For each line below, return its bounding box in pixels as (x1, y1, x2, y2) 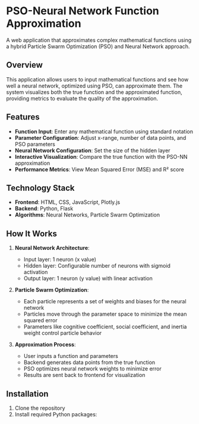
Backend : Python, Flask (14, 205, 74, 212)
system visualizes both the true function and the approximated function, (6, 88, 182, 96)
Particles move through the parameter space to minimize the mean (23, 310, 187, 318)
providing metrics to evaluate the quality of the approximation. (6, 95, 159, 102)
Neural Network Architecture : (14, 244, 90, 252)
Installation (6, 388, 49, 399)
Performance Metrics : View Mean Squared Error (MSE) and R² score (14, 165, 184, 173)
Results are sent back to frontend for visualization (23, 372, 146, 379)
